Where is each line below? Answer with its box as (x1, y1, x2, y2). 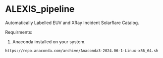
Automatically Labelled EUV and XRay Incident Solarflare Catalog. (5, 20, 140, 26)
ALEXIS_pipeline (5, 3, 75, 15)
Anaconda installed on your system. (12, 38, 86, 45)
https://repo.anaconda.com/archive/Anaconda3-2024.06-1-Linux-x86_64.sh (5, 48, 159, 53)
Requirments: (5, 29, 33, 35)
